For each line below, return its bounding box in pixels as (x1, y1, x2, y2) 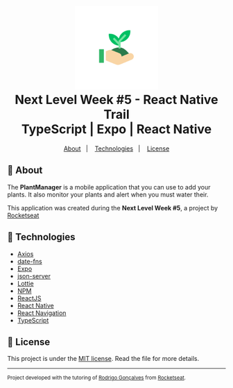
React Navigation (17, 308, 67, 317)
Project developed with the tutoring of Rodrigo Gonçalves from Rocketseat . (7, 374, 186, 382)
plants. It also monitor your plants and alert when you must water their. (7, 190, 209, 199)
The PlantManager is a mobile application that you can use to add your (7, 183, 211, 191)
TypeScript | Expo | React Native (21, 121, 212, 137)
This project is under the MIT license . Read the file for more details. (7, 355, 200, 363)
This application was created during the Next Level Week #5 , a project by (7, 203, 218, 212)
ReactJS (17, 294, 42, 302)
